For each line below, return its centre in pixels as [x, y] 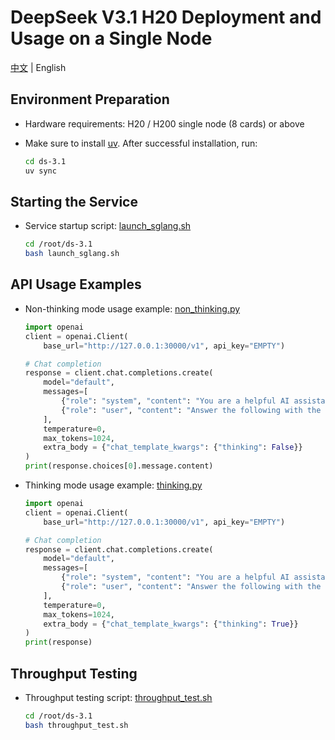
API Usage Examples [76, 284]
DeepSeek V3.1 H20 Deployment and [166, 17]
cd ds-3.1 [45, 161]
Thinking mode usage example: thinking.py [113, 485]
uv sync [40, 171]
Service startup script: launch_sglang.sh [108, 226]
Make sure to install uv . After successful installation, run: [141, 143]
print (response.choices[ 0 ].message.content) [119, 466]
